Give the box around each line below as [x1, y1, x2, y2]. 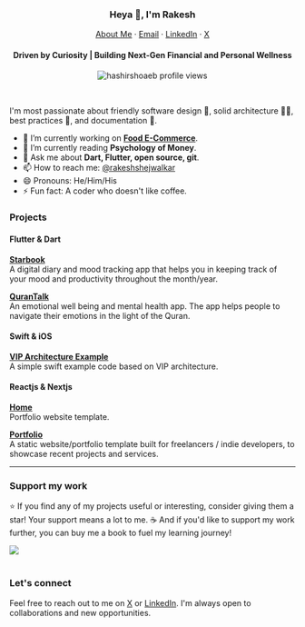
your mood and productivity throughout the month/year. [9, 273, 219, 284]
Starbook [9, 254, 45, 264]
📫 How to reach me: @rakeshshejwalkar [22, 162, 175, 173]
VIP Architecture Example [9, 351, 109, 362]
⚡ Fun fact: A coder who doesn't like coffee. [22, 185, 188, 196]
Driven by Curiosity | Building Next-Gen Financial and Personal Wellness [13, 49, 292, 60]
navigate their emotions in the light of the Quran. [9, 310, 191, 321]
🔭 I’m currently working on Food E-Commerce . [22, 132, 198, 144]
